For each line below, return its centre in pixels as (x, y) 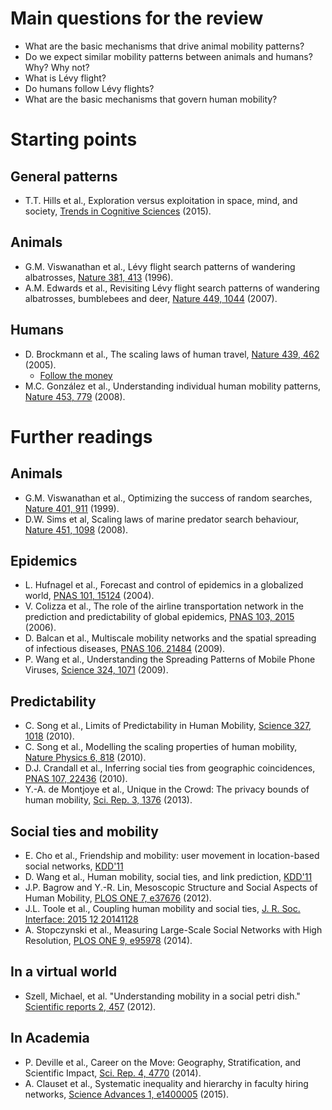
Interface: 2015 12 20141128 (81, 919)
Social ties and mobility (84, 831)
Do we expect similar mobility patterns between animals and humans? (168, 56)
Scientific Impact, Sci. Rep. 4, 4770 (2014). (113, 1073)
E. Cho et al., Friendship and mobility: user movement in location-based (172, 855)
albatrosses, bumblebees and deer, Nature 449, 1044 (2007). (151, 298)
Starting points (74, 139)
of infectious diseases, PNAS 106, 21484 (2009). (125, 649)
